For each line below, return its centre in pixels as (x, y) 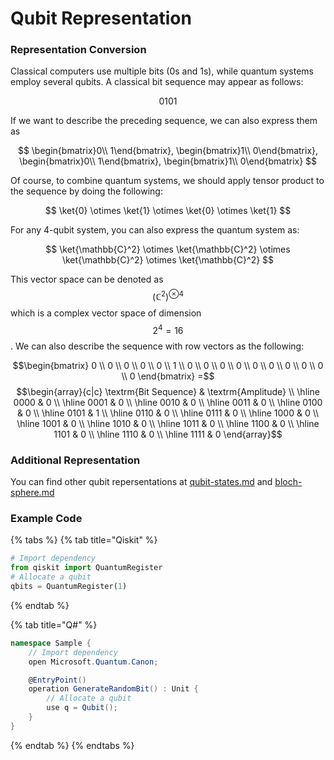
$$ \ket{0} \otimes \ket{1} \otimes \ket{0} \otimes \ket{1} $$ (168, 211)
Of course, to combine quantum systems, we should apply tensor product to (167, 181)
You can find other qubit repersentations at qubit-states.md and (141, 482)
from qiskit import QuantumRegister (86, 568)
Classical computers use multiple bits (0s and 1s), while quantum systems (162, 71)
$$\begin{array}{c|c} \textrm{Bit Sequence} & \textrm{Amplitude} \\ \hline (168, 391)
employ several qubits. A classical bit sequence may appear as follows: (157, 82)
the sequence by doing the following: (86, 191)
